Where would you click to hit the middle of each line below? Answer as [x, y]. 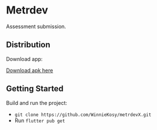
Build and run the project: [37, 102]
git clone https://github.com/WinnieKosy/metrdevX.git [83, 115]
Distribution [28, 45]
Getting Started [35, 89]
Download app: [24, 59]
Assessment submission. [36, 26]
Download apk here [30, 70]
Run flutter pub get [40, 120]
